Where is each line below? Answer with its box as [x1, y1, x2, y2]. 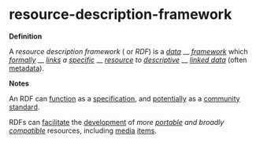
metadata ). [9, 63, 45, 72]
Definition [9, 31, 43, 41]
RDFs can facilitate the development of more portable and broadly [9, 117, 224, 126]
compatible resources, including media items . [9, 126, 157, 135]
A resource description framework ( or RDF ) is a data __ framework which [9, 46, 249, 56]
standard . [9, 102, 40, 112]
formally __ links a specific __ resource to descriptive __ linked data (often [9, 55, 247, 64]
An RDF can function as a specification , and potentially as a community [9, 93, 240, 103]
